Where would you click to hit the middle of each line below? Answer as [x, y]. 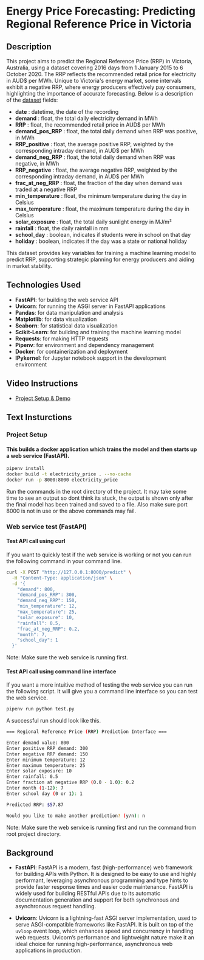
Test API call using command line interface [61, 671]
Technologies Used [43, 285]
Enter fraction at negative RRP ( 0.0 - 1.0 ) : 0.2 [70, 783]
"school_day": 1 [38, 640]
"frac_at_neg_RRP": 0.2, [49, 629]
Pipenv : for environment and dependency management [84, 345]
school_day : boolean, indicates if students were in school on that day [103, 235]
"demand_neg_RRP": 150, [47, 601]
